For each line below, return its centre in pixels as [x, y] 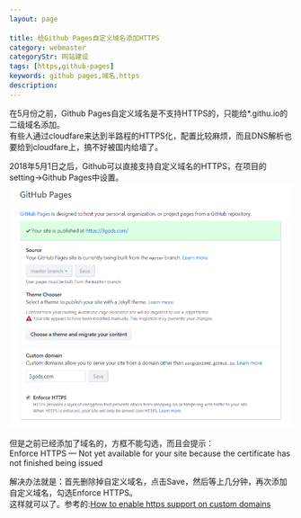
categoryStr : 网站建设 [49, 57]
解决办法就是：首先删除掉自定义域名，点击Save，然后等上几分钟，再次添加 [148, 481]
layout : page [34, 19]
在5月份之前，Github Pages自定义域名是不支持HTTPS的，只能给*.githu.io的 [149, 113]
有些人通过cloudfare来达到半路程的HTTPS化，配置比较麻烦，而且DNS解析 [147, 136]
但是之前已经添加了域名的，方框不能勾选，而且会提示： [111, 443]
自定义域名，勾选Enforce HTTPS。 [73, 492]
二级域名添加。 [37, 124]
